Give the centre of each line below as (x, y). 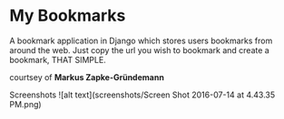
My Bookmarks (68, 16)
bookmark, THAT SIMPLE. (58, 59)
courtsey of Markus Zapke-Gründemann (87, 77)
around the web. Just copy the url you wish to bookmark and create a (139, 50)
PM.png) (26, 104)
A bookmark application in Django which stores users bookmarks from (141, 41)
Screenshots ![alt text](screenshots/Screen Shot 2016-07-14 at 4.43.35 (142, 95)
